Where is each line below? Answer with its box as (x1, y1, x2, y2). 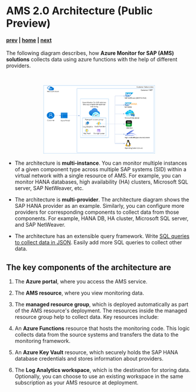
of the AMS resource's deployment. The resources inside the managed (14, 307, 188, 314)
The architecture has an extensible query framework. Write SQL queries (14, 233, 190, 240)
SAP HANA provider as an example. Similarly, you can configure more (14, 202, 185, 210)
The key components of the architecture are (6, 262, 171, 272)
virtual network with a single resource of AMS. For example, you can (14, 172, 181, 179)
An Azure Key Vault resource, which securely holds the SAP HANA (14, 349, 178, 356)
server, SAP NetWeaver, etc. (14, 185, 84, 192)
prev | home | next (6, 37, 52, 44)
